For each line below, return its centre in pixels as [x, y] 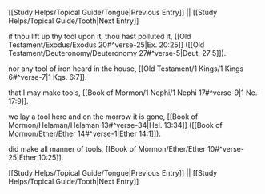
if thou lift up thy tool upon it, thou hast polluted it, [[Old [100, 36]
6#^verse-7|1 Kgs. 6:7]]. [48, 77]
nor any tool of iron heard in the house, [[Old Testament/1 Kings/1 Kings [126, 69]
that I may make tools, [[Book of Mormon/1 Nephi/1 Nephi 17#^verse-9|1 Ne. [133, 93]
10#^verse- [225, 149]
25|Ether [23, 157]
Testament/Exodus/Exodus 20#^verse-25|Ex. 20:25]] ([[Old [106, 45]
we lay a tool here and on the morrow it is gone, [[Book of [103, 117]
